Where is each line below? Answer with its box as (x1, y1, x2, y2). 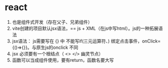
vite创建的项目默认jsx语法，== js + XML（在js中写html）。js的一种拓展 (12, 25, 158, 31)
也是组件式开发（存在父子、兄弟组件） (12, 19, 92, 25)
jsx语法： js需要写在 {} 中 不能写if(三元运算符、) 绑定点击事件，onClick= (12, 38, 161, 44)
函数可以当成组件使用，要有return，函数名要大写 (12, 57, 114, 63)
